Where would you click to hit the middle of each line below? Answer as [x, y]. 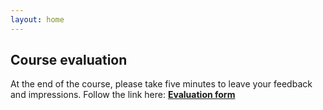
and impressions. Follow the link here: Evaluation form [123, 95]
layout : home [37, 19]
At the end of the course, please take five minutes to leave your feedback [161, 84]
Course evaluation [69, 60]
